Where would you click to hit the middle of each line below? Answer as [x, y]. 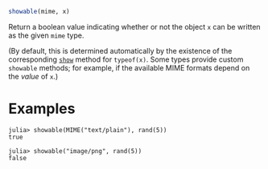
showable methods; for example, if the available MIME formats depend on [129, 67]
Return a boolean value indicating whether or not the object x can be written [134, 26]
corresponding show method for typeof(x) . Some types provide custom [126, 59]
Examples [42, 109]
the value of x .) [33, 76]
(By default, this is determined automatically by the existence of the [120, 50]
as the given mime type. [46, 35]
